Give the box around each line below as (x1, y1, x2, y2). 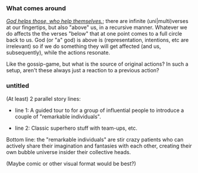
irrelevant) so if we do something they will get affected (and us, (6, 43, 161, 50)
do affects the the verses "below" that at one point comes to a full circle (6, 30, 183, 37)
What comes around (6, 4, 67, 12)
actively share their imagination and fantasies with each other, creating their (6, 142, 192, 149)
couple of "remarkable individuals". (14, 113, 101, 120)
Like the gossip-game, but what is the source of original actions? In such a (6, 60, 188, 68)
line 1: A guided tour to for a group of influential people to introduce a (14, 107, 184, 114)
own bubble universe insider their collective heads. (6, 148, 131, 155)
